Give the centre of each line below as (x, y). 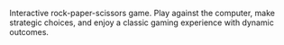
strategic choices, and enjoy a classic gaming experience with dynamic (142, 22)
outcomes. (29, 32)
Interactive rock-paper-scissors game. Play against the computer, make (142, 13)
